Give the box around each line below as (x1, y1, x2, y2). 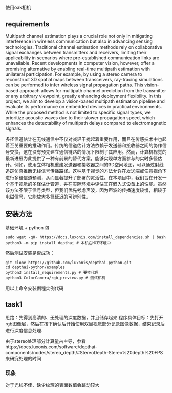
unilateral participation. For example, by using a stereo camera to (5, 71, 142, 77)
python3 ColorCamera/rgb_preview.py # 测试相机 (5, 275, 106, 280)
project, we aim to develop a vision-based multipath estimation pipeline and (5, 98, 165, 104)
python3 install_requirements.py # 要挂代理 (5, 270, 99, 275)
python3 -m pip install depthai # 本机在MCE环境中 (5, 240, 111, 245)
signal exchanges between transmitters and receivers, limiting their (5, 50, 147, 55)
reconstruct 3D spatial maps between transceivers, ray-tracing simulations (5, 77, 163, 82)
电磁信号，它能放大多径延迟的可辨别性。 (5, 193, 91, 200)
